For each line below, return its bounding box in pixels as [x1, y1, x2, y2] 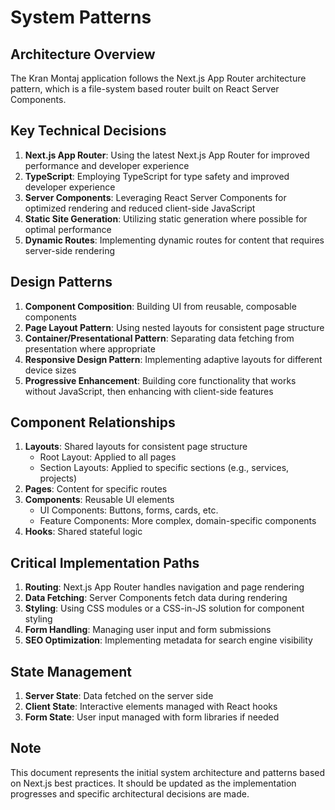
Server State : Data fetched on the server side [24, 690, 214, 702]
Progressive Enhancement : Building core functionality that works [24, 374, 297, 386]
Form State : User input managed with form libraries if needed [24, 711, 280, 723]
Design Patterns [10, 274, 113, 291]
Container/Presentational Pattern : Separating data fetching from [24, 332, 295, 344]
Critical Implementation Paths [10, 554, 200, 571]
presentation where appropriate [24, 342, 156, 355]
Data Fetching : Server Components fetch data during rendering [24, 592, 288, 604]
